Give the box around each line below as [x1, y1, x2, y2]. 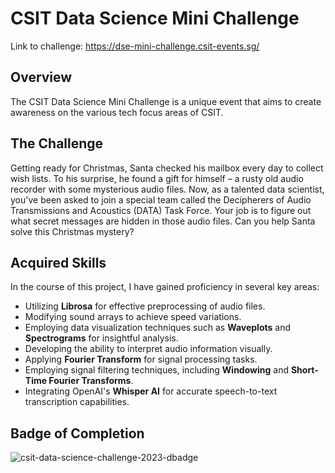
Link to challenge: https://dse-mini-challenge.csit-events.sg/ [10, 40, 260, 52]
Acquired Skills [10, 254, 107, 271]
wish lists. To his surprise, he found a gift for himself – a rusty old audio [10, 172, 304, 184]
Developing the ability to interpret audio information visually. [24, 343, 273, 355]
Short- [290, 364, 319, 376]
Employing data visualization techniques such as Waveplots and [24, 322, 292, 334]
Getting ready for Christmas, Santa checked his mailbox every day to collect [10, 162, 324, 174]
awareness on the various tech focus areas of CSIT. [10, 106, 224, 118]
